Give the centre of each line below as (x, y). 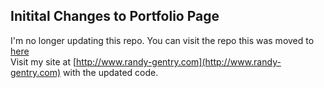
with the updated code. (111, 72)
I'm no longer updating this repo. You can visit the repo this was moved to (162, 40)
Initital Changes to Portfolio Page (115, 16)
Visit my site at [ (43, 61)
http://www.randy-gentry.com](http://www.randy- (179, 61)
